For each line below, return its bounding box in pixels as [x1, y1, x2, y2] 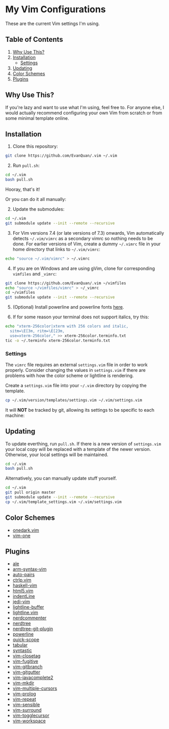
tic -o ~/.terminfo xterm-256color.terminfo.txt [5, 338, 110, 343]
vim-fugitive [12, 658, 38, 664]
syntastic [12, 647, 32, 653]
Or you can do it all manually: [5, 196, 67, 202]
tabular [12, 642, 28, 648]
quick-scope [12, 637, 40, 643]
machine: [5, 412, 25, 418]
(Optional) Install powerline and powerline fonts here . [12, 304, 124, 310]
